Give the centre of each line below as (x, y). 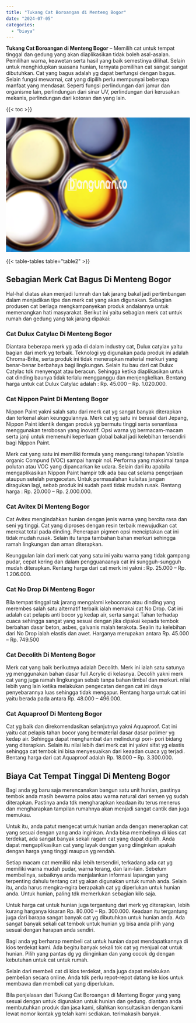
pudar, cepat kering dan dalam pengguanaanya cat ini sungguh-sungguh (94, 562)
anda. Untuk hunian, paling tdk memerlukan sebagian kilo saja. (81, 894)
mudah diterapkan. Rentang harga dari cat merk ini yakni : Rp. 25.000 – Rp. (96, 568)
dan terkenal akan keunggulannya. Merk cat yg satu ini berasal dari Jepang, (97, 418)
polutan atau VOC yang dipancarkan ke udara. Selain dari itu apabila (88, 467)
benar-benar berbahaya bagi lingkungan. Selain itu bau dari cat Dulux (90, 365)
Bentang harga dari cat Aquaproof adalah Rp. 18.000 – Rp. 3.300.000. (90, 758)
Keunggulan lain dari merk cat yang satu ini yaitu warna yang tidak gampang (98, 556)
